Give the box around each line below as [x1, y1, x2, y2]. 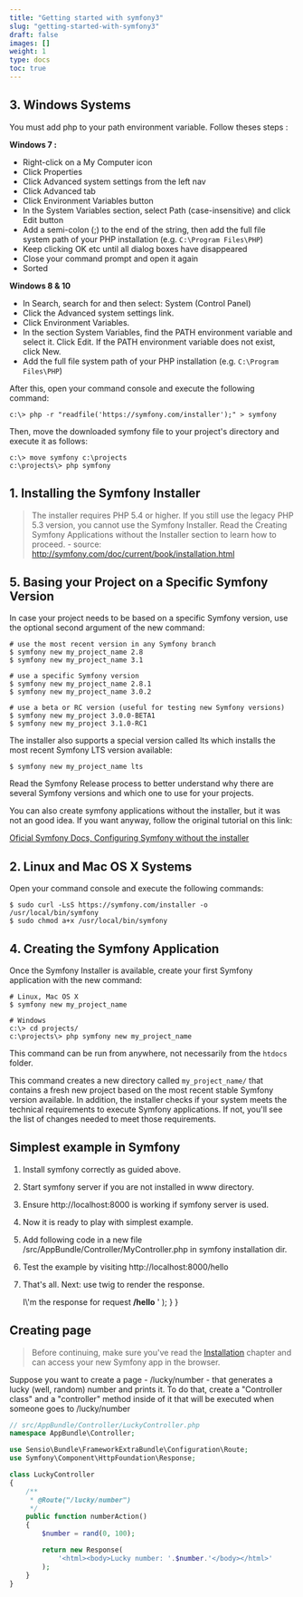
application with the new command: [9, 974, 143, 985]
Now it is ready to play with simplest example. [22, 1216, 194, 1227]
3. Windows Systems [9, 97, 131, 113]
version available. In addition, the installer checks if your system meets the [9, 1094, 288, 1105]
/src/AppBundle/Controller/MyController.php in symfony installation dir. [22, 1243, 288, 1254]
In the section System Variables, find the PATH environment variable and [22, 326, 293, 337]
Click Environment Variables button [22, 195, 154, 206]
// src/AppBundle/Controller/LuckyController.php [9, 1420, 201, 1429]
